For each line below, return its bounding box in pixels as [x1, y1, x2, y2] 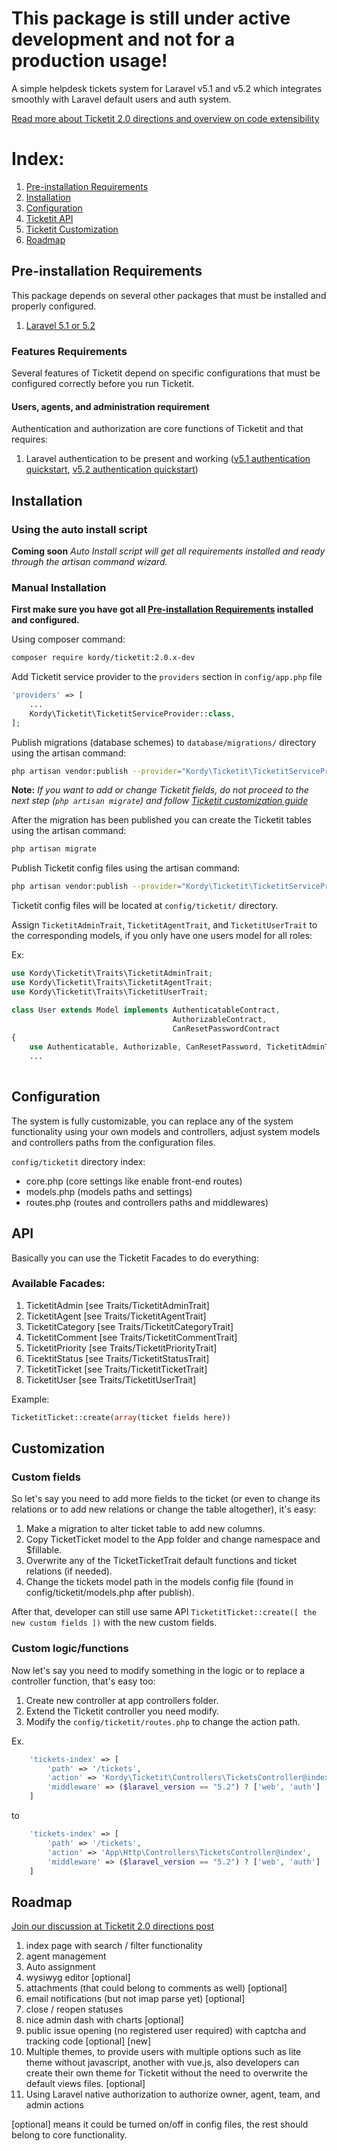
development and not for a [11, 28, 236, 51]
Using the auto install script [11, 522, 148, 536]
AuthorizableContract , [172, 1014, 268, 1024]
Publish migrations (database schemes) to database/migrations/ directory [11, 736, 317, 748]
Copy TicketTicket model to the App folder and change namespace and [25, 1533, 321, 1546]
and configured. [11, 614, 80, 626]
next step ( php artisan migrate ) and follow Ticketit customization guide [11, 795, 309, 807]
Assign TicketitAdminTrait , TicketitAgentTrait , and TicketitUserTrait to [11, 919, 318, 931]
